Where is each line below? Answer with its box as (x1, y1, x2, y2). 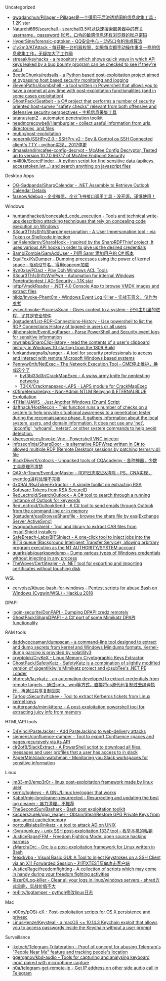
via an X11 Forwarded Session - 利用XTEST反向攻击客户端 (12, 860, 130, 866)
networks (19, 378, 39, 384)
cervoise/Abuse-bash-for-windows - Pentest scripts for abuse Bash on (12, 585, 157, 591)
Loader (12, 670, 27, 676)
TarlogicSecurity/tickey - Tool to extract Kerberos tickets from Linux (12, 694, 151, 699)
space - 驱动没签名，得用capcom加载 (12, 262, 89, 268)
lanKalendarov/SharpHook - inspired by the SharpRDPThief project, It (12, 239, 154, 245)
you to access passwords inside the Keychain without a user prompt (12, 925, 152, 931)
